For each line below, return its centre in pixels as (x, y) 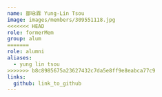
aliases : (20, 58)
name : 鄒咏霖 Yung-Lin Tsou (46, 13)
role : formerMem (30, 32)
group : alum (24, 39)
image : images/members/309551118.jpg (61, 20)
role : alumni (26, 52)
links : (17, 77)
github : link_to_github (47, 83)
